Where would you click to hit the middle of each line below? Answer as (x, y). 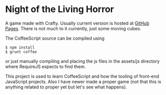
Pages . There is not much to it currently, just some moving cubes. (73, 28)
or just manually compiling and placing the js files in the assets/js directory (82, 61)
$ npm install (20, 47)
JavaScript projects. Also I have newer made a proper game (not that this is (83, 81)
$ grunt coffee (21, 52)
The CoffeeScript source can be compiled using (55, 38)
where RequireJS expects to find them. (46, 66)
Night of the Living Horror (60, 9)
